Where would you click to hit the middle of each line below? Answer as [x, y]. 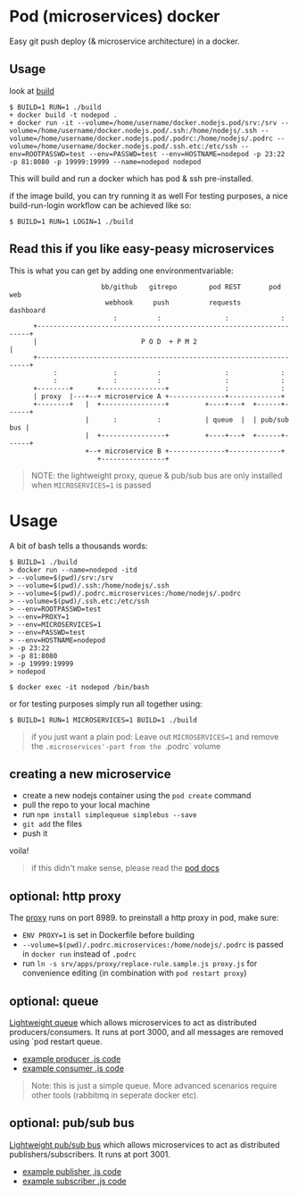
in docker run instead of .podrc [79, 954]
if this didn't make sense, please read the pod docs [125, 868]
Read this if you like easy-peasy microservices [142, 249]
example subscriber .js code [74, 1181]
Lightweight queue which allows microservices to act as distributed [133, 1022]
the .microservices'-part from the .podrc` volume [126, 746]
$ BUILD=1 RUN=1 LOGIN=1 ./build [71, 221]
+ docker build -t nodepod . [63, 115]
